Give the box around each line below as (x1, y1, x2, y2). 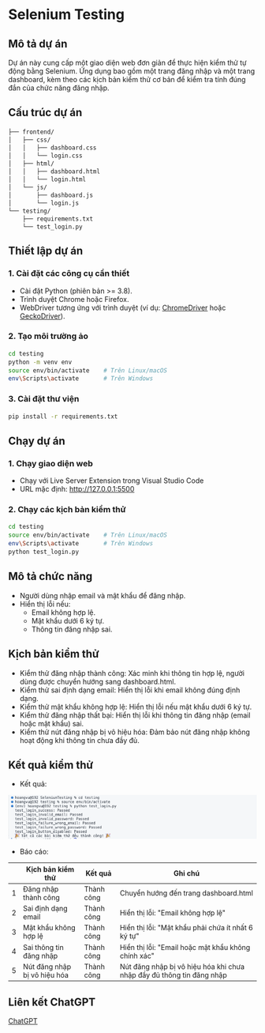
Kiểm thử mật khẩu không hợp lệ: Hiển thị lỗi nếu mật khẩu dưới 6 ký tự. (19, 702, 252, 711)
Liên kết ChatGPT (8, 995, 96, 1008)
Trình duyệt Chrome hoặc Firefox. (19, 294, 129, 303)
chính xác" (119, 951, 155, 960)
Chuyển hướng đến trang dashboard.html (119, 888, 254, 898)
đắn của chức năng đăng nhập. (8, 83, 110, 92)
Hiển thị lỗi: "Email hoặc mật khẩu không (119, 942, 251, 952)
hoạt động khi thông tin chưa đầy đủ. (19, 735, 140, 745)
